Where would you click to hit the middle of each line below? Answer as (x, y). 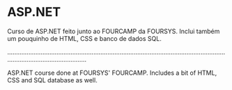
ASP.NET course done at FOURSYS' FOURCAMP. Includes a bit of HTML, (112, 73)
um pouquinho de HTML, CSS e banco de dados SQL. (84, 38)
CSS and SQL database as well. (52, 80)
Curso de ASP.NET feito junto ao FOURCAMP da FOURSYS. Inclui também (114, 31)
